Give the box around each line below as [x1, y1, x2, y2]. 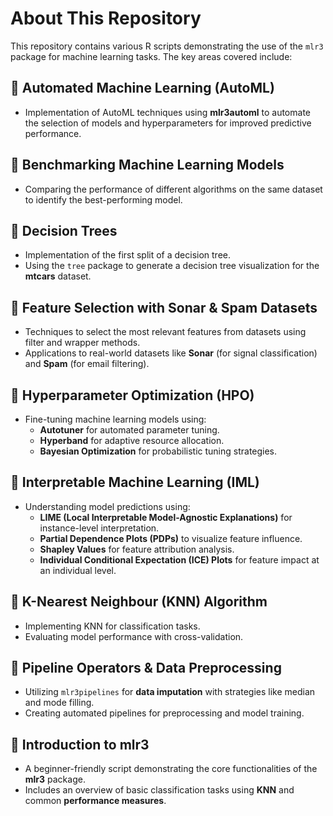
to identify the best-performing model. [24, 193, 183, 206]
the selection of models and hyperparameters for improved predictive [24, 117, 312, 129]
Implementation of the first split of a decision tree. [24, 249, 232, 261]
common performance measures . [24, 795, 167, 807]
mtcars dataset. [24, 270, 92, 282]
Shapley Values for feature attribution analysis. [39, 543, 235, 555]
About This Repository [10, 7, 202, 30]
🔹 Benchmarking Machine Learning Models [10, 157, 285, 174]
